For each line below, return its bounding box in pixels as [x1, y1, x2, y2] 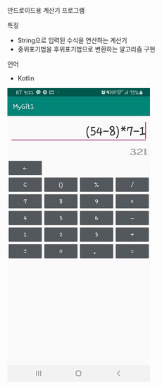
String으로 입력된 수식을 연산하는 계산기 [17, 36, 127, 44]
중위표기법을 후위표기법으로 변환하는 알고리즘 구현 [17, 45, 156, 53]
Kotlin [17, 74, 35, 83]
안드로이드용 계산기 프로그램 [7, 6, 85, 14]
